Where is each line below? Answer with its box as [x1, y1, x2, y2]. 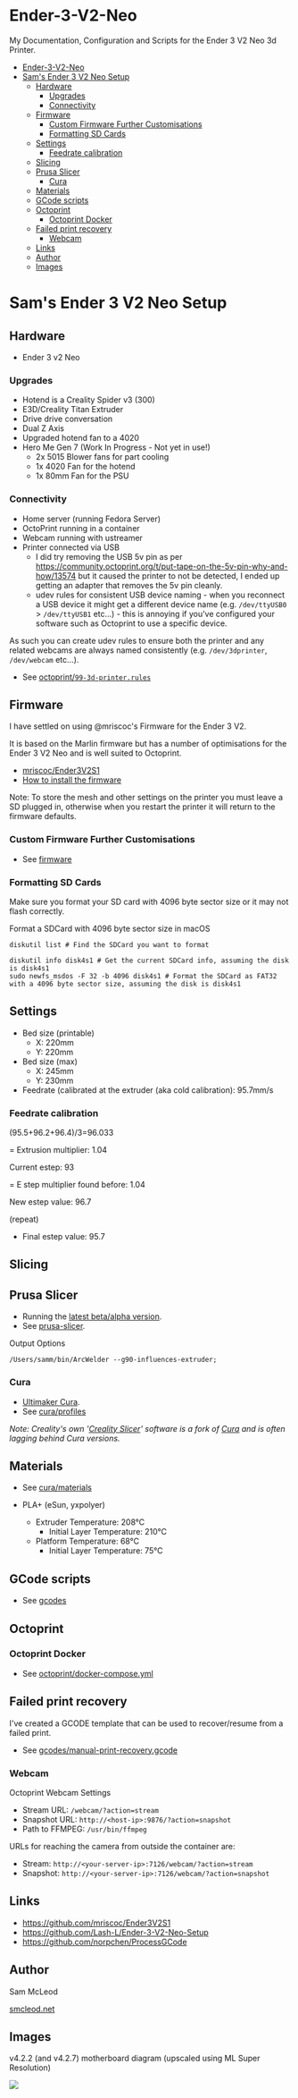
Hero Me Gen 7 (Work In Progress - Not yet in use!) [21, 442, 211, 453]
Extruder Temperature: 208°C [35, 1517, 145, 1527]
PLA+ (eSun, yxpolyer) [21, 1500, 105, 1510]
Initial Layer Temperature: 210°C [48, 1527, 168, 1537]
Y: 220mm [35, 1046, 74, 1057]
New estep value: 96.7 [9, 1197, 92, 1207]
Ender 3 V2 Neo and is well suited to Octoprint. [9, 748, 182, 758]
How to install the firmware [21, 774, 122, 785]
